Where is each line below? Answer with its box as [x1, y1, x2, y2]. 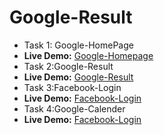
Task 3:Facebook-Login [23, 81, 122, 93]
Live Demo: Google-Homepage [23, 49, 154, 61]
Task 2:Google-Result [23, 60, 114, 72]
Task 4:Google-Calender [23, 102, 126, 115]
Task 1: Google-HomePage [23, 39, 134, 51]
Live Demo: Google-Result [23, 71, 134, 83]
